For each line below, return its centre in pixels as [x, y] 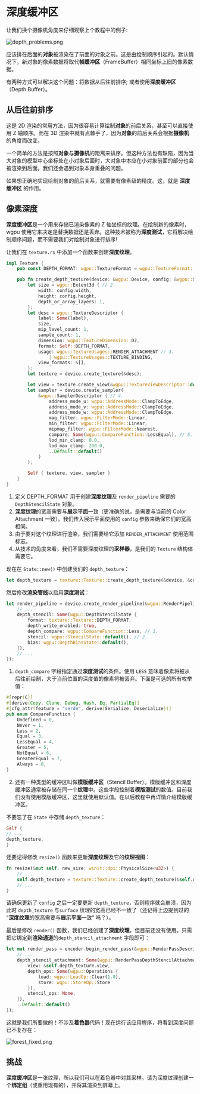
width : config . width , [65, 291]
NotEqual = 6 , [34, 753]
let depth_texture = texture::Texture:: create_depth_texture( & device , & [98, 580]
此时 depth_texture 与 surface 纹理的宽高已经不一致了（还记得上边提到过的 [98, 910]
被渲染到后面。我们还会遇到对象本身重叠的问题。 [66, 168]
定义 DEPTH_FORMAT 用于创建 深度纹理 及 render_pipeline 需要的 [95, 496]
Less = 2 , [29, 731]
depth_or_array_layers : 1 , [71, 302]
